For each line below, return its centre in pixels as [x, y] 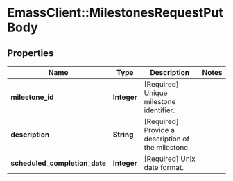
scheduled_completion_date [58, 163]
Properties [31, 53]
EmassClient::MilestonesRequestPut [115, 13]
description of [167, 139]
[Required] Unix [170, 159]
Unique [156, 93]
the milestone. [167, 147]
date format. [164, 167]
